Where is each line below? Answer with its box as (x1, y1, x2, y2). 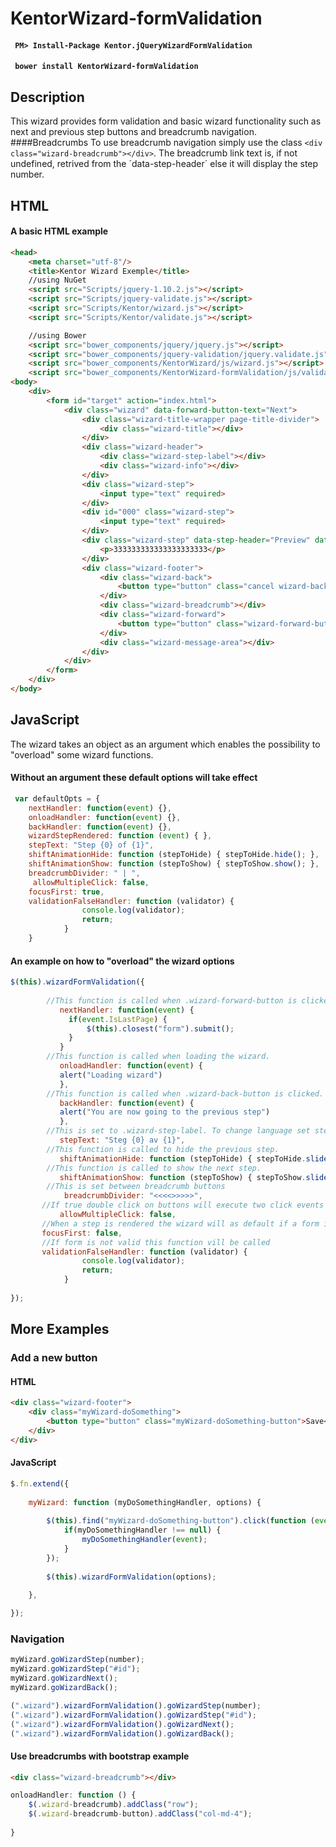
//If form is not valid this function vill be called (41, 1237, 271, 1247)
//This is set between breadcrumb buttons (46, 1182, 226, 1192)
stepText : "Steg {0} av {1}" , (59, 1135, 186, 1145)
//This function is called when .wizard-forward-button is (46, 995, 298, 1006)
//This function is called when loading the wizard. (46, 1052, 271, 1062)
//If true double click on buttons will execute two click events (41, 1200, 325, 1211)
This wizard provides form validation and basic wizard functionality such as (10, 115, 322, 127)
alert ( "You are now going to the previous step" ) (59, 1107, 271, 1117)
